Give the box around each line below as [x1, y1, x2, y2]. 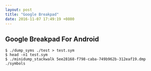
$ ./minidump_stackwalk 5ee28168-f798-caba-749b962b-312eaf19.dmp [5, 57, 146, 62]
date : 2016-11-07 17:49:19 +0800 [5, 16, 75, 21]
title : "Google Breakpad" [5, 12, 59, 17]
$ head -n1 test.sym [5, 53, 48, 58]
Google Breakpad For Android [5, 35, 99, 43]
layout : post [5, 7, 32, 12]
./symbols [5, 61, 26, 66]
